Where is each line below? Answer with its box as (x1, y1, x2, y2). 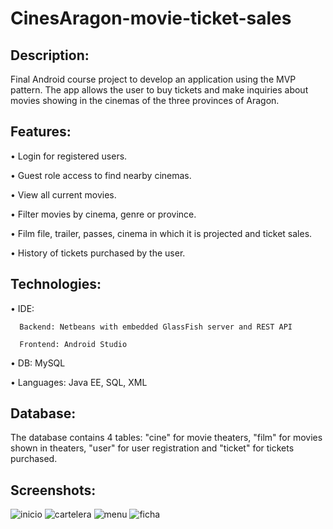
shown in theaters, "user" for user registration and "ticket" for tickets (10, 442, 295, 454)
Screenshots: (10, 482, 97, 499)
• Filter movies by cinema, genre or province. (10, 208, 197, 220)
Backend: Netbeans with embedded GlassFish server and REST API (19, 322, 293, 332)
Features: (10, 123, 72, 141)
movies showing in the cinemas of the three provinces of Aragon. (10, 95, 280, 106)
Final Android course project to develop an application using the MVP (10, 73, 297, 85)
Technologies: (10, 276, 102, 293)
